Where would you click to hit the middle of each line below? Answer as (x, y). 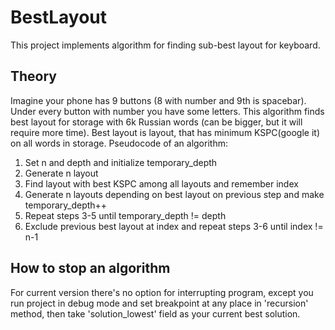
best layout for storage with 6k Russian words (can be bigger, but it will (156, 122)
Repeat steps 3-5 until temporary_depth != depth (125, 215)
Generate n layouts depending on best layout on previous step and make (174, 194)
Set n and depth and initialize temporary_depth (121, 162)
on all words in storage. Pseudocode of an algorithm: (119, 143)
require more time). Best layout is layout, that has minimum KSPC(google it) (165, 132)
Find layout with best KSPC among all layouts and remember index (161, 183)
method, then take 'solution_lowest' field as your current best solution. (155, 313)
